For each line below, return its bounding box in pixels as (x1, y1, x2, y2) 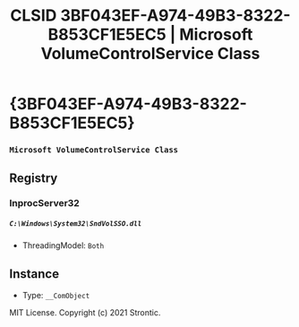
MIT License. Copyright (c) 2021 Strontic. (9, 307, 161, 318)
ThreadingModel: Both (21, 240, 105, 251)
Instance (9, 266, 60, 281)
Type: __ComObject (21, 290, 90, 301)
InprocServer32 (9, 197, 81, 210)
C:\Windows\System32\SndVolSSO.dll (9, 219, 142, 228)
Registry (9, 170, 58, 185)
